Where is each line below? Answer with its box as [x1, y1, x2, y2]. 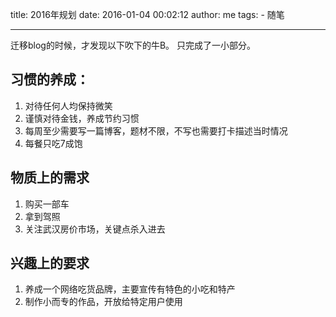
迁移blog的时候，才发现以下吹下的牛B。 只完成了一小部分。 [10, 39, 257, 51]
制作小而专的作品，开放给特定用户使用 [24, 296, 183, 308]
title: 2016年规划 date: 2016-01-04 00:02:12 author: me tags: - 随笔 [10, 9, 285, 20]
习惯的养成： [10, 71, 90, 88]
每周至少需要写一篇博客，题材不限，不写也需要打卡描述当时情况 [24, 124, 288, 137]
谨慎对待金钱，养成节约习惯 [24, 112, 140, 124]
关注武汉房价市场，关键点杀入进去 [24, 223, 166, 235]
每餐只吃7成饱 [24, 137, 83, 149]
